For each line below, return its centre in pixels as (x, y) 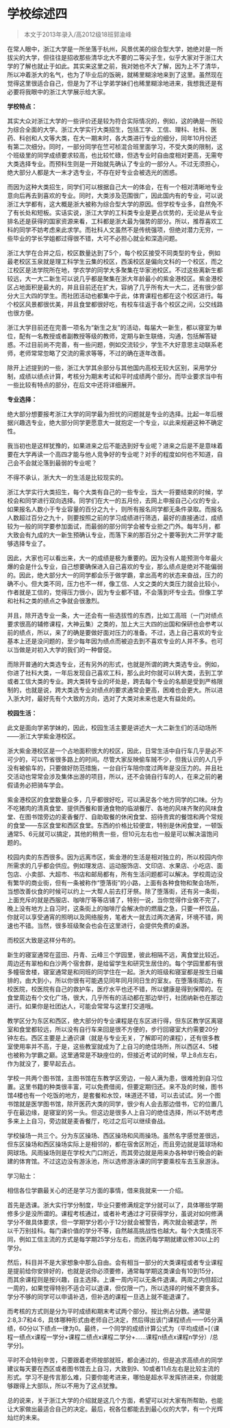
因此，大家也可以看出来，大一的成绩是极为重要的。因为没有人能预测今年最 (112, 558)
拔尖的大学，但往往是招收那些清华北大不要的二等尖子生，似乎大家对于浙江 (112, 57)
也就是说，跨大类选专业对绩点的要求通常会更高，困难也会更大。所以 (121, 690)
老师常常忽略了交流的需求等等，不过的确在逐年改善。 (94, 353)
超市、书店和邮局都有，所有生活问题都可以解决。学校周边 (136, 874)
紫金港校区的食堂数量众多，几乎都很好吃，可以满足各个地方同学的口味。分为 (115, 799)
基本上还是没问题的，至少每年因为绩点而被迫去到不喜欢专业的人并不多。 (109, 641)
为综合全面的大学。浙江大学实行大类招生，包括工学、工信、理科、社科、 (109, 129)
